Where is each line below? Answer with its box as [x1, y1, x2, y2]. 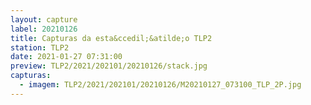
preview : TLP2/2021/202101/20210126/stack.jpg [10, 61, 208, 71]
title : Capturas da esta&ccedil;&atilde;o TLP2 [10, 33, 213, 43]
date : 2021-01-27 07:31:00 [10, 52, 123, 62]
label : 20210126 [10, 24, 78, 34]
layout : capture [10, 14, 78, 25]
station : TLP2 [10, 42, 70, 53]
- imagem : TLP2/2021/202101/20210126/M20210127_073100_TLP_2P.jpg [19, 80, 302, 90]
